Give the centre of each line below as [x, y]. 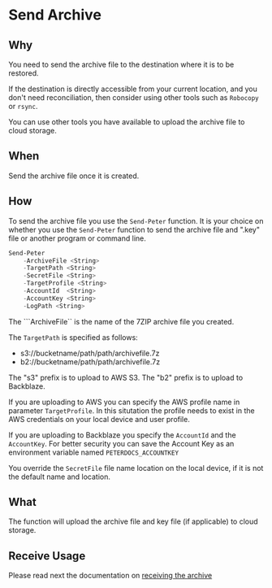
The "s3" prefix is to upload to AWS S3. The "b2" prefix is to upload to [126, 377]
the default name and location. [60, 477]
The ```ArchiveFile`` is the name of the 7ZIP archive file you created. [121, 321]
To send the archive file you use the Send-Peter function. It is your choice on [136, 220]
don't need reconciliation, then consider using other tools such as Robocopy [134, 98]
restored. [24, 73]
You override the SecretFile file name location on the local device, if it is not [136, 468]
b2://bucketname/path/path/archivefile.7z [90, 362]
